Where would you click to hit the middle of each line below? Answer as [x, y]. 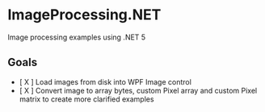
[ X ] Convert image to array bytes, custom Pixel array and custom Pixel [138, 90]
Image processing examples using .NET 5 [77, 37]
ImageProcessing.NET [84, 15]
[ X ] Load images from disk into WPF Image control [105, 81]
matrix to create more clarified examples [86, 99]
